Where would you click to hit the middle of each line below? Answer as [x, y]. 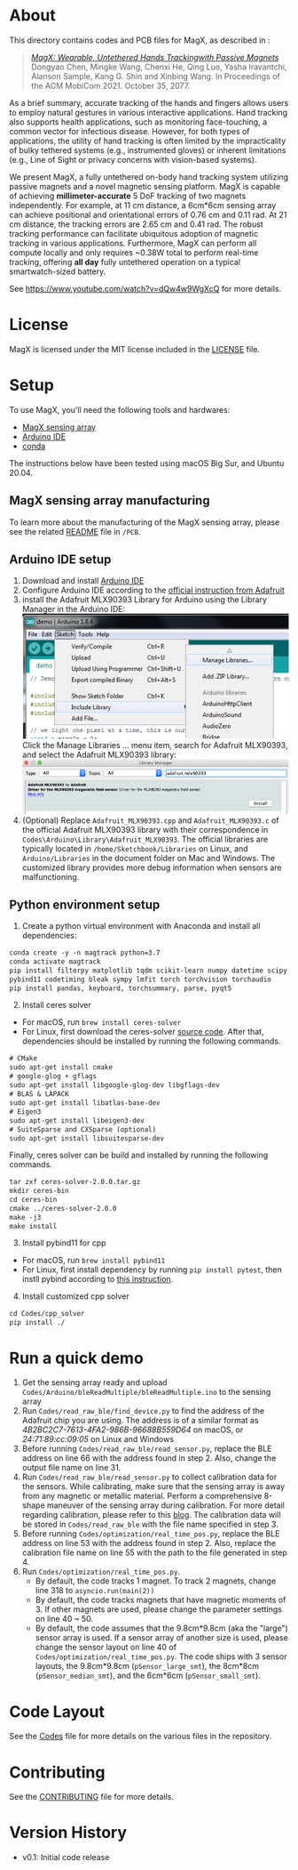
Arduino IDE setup [60, 560]
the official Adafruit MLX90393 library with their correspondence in [145, 829]
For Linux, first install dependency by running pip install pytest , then [152, 1270]
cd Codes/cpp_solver [47, 1314]
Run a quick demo [76, 1358]
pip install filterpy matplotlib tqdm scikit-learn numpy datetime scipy [149, 971]
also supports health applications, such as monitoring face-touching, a [138, 122]
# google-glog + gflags [53, 1076]
